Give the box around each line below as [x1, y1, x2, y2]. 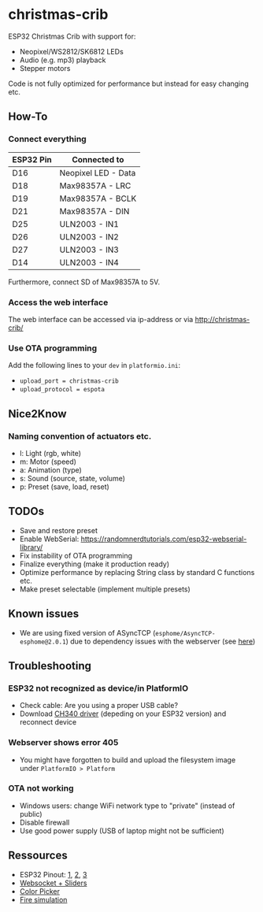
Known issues [8, 607, 80, 621]
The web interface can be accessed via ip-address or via [8, 314, 194, 324]
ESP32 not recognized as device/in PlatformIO [8, 683, 189, 694]
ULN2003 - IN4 [59, 257, 120, 268]
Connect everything [8, 134, 87, 145]
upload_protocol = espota [19, 386, 105, 394]
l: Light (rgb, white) [19, 448, 81, 458]
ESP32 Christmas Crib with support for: [8, 32, 136, 41]
